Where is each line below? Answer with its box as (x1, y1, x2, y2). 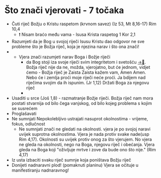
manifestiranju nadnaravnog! (11, 167, 69, 173)
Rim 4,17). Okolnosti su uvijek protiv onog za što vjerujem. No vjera (18, 136, 152, 142)
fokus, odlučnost (11, 121, 46, 127)
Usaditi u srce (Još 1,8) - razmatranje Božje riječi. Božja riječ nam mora (11, 95, 153, 101)
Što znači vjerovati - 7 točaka (4, 5, 124, 16)
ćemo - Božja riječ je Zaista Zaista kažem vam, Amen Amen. (26, 69, 146, 75)
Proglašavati (11, 111, 37, 116)
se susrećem (11, 105, 37, 111)
